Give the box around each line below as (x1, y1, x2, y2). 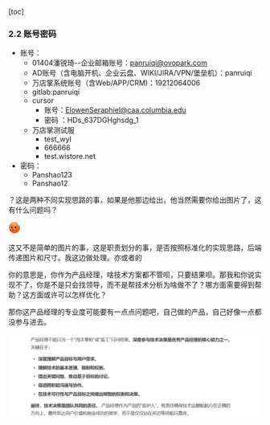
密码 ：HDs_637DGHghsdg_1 (43, 116, 139, 125)
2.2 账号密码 (8, 28, 57, 39)
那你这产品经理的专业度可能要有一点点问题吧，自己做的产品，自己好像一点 (8, 307, 255, 317)
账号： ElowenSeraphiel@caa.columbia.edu (43, 105, 186, 115)
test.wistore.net (43, 152, 96, 161)
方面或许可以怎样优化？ (29, 290, 107, 300)
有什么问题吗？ (8, 205, 58, 215)
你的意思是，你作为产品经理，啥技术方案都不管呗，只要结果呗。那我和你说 (8, 270, 255, 280)
